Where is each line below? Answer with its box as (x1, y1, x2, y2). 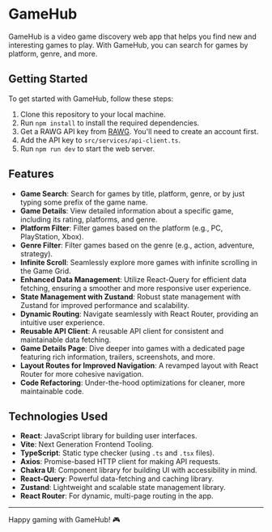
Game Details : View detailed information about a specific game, (19, 205, 234, 215)
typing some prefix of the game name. (19, 197, 148, 207)
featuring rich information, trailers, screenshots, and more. (19, 352, 215, 361)
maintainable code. (19, 386, 84, 396)
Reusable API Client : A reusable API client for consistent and (19, 326, 224, 336)
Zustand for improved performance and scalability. (19, 300, 190, 310)
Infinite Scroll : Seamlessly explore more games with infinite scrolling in (19, 257, 257, 267)
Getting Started (8, 72, 88, 86)
